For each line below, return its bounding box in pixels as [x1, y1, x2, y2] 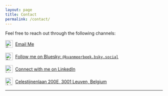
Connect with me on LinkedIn [15, 66, 76, 72]
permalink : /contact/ [5, 16, 50, 21]
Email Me [15, 41, 34, 47]
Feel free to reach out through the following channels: [5, 30, 116, 36]
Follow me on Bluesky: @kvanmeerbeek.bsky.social [15, 53, 119, 59]
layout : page [5, 7, 32, 12]
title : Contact [5, 12, 37, 17]
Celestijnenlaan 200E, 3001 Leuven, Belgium [15, 78, 107, 84]
